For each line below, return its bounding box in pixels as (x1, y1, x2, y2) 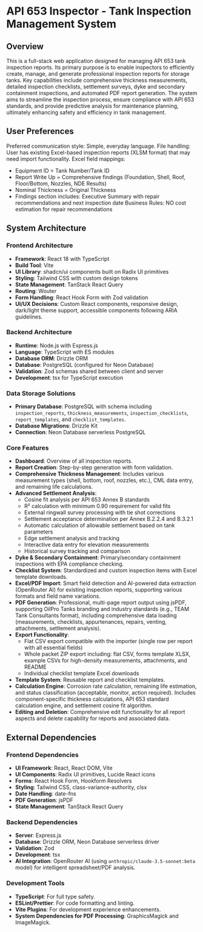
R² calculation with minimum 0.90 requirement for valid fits (24, 503, 171, 510)
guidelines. (15, 313, 43, 320)
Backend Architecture (6, 328, 73, 337)
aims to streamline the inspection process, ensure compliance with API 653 (6, 96, 195, 103)
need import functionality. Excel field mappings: (6, 155, 125, 162)
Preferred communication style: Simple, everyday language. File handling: (6, 142, 191, 150)
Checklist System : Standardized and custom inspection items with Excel (15, 567, 197, 574)
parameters (24, 528, 53, 535)
